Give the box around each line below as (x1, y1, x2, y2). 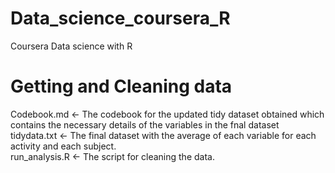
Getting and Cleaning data (10, 75, 233, 98)
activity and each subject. (10, 140, 117, 152)
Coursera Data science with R (10, 40, 133, 52)
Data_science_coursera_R (10, 7, 231, 30)
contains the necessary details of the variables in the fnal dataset (10, 118, 280, 131)
